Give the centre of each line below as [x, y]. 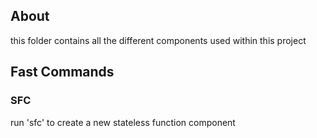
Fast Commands [62, 72]
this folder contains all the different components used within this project [158, 40]
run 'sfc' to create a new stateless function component [123, 122]
